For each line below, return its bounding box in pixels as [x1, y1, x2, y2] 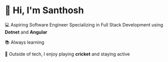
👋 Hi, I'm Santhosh [5, 5, 85, 16]
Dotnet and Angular [5, 29, 47, 35]
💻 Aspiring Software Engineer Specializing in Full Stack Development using [5, 21, 163, 27]
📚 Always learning [5, 39, 44, 45]
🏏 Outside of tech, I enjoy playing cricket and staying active [5, 51, 130, 57]
